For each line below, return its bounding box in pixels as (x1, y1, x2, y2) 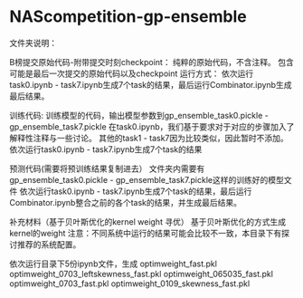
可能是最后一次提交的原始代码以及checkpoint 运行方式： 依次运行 (9, 68, 254, 79)
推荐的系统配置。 (16, 238, 81, 250)
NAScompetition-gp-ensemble (9, 6, 247, 27)
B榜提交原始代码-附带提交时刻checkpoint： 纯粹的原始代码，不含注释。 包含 (9, 56, 294, 67)
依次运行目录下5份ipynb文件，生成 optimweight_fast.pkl (9, 258, 217, 269)
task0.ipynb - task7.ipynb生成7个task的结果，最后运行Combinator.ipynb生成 (9, 79, 292, 90)
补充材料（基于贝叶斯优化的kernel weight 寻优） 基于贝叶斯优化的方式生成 (9, 216, 287, 227)
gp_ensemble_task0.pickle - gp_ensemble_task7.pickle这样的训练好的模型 (9, 174, 285, 185)
